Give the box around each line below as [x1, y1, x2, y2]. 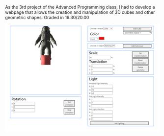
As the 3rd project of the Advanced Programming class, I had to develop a [5, 4, 155, 10]
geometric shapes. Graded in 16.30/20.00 [5, 15, 89, 20]
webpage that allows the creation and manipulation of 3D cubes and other [5, 9, 155, 15]
